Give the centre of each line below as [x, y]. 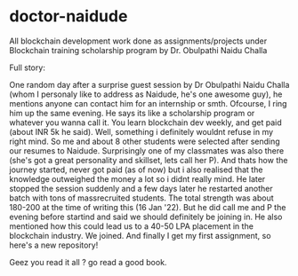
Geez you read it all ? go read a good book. [88, 262]
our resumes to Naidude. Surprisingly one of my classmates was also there [147, 150]
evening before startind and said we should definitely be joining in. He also [146, 217]
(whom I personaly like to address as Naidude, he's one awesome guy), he [146, 94]
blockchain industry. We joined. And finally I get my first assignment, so [140, 235]
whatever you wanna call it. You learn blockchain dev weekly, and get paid [145, 122]
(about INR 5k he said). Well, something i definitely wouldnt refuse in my [141, 131]
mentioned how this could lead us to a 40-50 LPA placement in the [131, 226]
